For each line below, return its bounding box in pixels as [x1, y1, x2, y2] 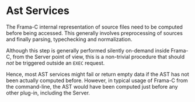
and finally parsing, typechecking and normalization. [6, 36, 133, 43]
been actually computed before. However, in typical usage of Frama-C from [6, 77, 188, 84]
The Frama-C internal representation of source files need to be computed [6, 23, 183, 30]
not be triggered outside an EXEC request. [6, 59, 105, 66]
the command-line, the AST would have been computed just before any [6, 83, 178, 90]
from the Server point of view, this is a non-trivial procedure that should [12, 53, 185, 60]
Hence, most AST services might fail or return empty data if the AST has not [6, 71, 190, 78]
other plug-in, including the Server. [6, 89, 90, 96]
